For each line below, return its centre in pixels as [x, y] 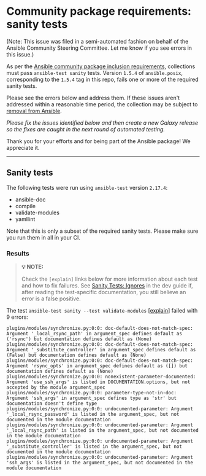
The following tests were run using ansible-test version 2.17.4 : [87, 187]
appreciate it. [23, 147]
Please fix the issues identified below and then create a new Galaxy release [102, 123]
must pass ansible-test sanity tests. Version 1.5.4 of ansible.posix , [94, 72]
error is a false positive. [51, 298]
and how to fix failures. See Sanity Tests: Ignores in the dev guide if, [107, 286]
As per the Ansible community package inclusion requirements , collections [101, 66]
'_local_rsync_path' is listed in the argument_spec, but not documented [103, 431]
